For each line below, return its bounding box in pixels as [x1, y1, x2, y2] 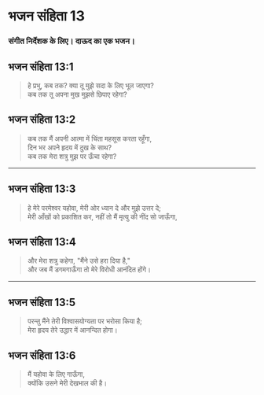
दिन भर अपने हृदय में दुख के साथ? [27, 142, 112, 152]
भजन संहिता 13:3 [8, 183, 76, 196]
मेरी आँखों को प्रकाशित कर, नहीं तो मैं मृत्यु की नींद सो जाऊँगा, [27, 212, 178, 221]
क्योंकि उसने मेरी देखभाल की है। [27, 378, 108, 388]
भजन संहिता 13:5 [8, 295, 76, 309]
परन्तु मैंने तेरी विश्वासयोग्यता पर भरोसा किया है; [27, 316, 143, 326]
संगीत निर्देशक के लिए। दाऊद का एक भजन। [8, 35, 135, 46]
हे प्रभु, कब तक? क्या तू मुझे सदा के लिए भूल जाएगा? [27, 80, 155, 90]
